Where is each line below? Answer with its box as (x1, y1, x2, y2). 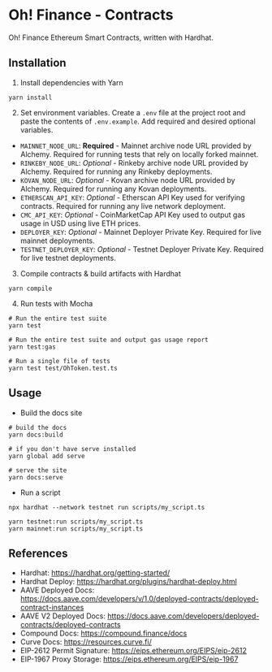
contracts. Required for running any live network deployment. (19, 201, 226, 210)
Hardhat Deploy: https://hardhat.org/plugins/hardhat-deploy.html (19, 577, 237, 587)
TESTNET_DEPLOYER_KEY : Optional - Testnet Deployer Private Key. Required (19, 244, 264, 254)
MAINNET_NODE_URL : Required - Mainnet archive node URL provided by (19, 141, 252, 150)
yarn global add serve (8, 452, 85, 460)
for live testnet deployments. (19, 253, 116, 262)
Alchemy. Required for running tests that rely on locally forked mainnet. (19, 149, 259, 159)
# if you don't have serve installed (8, 444, 136, 453)
